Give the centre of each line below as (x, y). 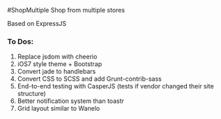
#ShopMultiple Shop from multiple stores (66, 10)
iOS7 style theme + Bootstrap (60, 64)
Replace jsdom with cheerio (57, 57)
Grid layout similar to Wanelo (59, 109)
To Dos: (21, 41)
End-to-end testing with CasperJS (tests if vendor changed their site (115, 86)
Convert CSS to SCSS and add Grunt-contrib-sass (89, 79)
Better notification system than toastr (70, 101)
